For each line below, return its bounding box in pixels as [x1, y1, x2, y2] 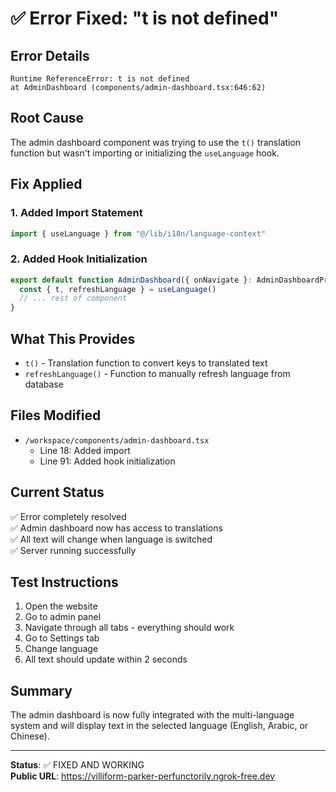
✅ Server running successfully [10, 544, 137, 556]
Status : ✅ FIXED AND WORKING [10, 759, 145, 771]
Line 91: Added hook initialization [39, 455, 176, 467]
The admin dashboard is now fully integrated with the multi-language [10, 709, 295, 721]
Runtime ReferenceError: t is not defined [10, 74, 190, 84]
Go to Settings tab [24, 632, 100, 644]
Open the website [24, 600, 98, 612]
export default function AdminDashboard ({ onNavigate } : [10, 275, 253, 285]
